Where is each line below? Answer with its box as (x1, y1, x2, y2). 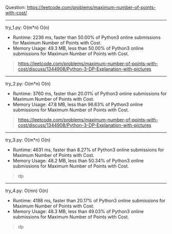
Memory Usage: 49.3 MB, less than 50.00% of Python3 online (12, 45, 144, 51)
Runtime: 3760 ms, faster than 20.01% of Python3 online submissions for (12, 90, 167, 97)
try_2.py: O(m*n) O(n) (5, 81, 51, 86)
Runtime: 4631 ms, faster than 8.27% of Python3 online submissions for (12, 147, 164, 153)
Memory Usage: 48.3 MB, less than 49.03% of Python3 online (12, 208, 144, 214)
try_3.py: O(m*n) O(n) (5, 137, 51, 143)
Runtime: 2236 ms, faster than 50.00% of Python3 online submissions (12, 34, 161, 40)
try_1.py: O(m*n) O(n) (5, 25, 50, 30)
